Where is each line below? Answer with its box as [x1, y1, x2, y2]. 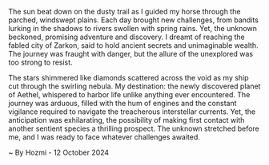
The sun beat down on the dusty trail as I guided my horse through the [8, 7, 241, 16]
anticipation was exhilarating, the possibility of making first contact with [8, 116, 245, 124]
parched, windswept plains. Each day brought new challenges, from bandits [8, 15, 259, 25]
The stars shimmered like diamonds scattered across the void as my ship [8, 73, 250, 82]
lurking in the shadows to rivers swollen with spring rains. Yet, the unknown [8, 24, 258, 33]
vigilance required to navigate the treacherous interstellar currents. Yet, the [8, 107, 256, 116]
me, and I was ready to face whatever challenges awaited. [8, 132, 200, 142]
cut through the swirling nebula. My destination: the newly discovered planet [8, 81, 261, 91]
